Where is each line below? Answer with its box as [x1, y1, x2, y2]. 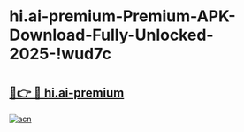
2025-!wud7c [9, 44, 112, 64]
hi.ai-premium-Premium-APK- [9, 6, 236, 27]
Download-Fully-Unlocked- [9, 25, 214, 45]
